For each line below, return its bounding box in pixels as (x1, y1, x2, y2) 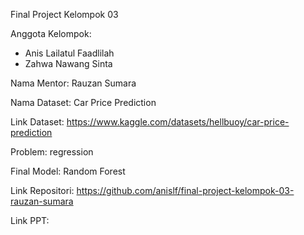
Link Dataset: (10, 116, 65, 128)
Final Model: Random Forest (10, 165, 126, 177)
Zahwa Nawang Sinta (24, 58, 113, 69)
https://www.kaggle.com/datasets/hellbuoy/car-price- (66, 116, 290, 128)
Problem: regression (10, 146, 94, 158)
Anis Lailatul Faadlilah (24, 47, 115, 59)
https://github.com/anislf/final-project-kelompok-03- (76, 185, 295, 196)
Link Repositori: (10, 185, 75, 196)
